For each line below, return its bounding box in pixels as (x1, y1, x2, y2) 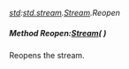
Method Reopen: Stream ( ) (9, 27, 107, 38)
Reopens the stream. (9, 50, 86, 60)
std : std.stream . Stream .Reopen (9, 8, 121, 18)
